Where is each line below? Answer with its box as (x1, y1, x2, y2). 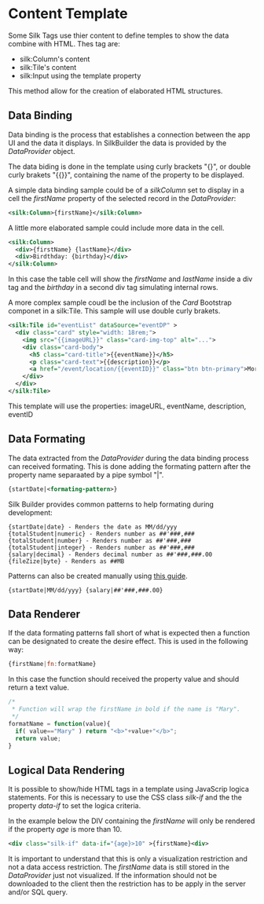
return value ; (15, 734, 61, 742)
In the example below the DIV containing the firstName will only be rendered (8, 816, 255, 825)
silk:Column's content (19, 54, 90, 64)
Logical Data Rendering (8, 763, 125, 777)
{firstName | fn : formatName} (8, 661, 97, 668)
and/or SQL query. (8, 888, 68, 897)
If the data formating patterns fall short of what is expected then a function (8, 628, 250, 638)
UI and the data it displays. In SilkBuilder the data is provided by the (8, 138, 227, 148)
